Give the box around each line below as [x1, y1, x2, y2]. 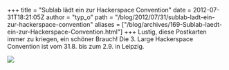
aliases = [94, 21, 120, 28]
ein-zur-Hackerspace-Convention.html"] [7, 27, 123, 36]
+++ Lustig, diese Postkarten [124, 27, 208, 36]
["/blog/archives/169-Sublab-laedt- [121, 21, 223, 28]
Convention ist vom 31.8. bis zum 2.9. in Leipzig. [7, 43, 145, 50]
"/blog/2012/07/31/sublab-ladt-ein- [115, 13, 215, 21]
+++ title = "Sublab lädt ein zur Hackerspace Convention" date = [7, 6, 192, 14]
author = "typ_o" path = [46, 13, 114, 21]
